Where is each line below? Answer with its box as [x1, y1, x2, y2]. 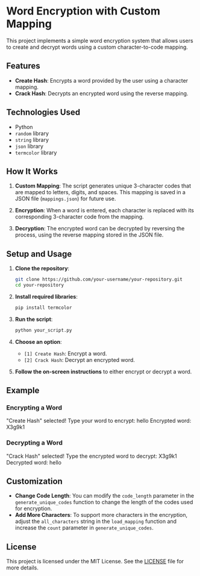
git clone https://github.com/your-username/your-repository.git [14, 276, 183, 283]
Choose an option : [14, 338, 62, 345]
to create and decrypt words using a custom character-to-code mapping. [6, 43, 189, 51]
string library [14, 136, 49, 143]
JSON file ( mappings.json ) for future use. [14, 195, 116, 203]
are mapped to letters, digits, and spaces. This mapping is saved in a [14, 189, 186, 196]
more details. [6, 564, 39, 571]
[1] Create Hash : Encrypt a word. [23, 350, 107, 357]
